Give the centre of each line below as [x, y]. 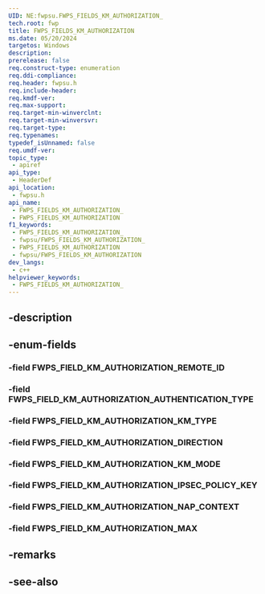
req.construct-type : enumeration [64, 68]
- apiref [26, 166]
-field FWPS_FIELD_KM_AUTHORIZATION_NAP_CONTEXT [124, 507]
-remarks [32, 554]
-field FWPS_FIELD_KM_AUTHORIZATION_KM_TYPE [112, 420]
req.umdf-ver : [32, 150]
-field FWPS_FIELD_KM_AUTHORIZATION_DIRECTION [116, 442]
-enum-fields [42, 344]
